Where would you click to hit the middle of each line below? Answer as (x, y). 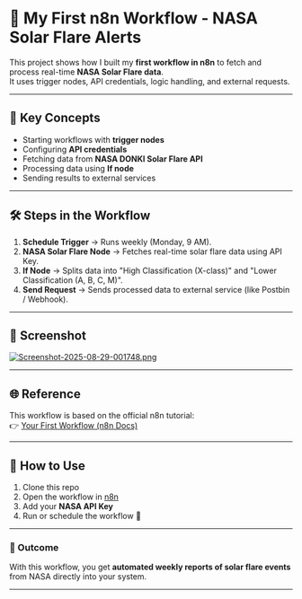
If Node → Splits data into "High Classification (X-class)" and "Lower (149, 270)
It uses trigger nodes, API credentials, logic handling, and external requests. (150, 81)
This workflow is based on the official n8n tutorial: (102, 416)
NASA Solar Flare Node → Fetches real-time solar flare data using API (152, 251)
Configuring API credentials (75, 149)
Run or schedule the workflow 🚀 (82, 516)
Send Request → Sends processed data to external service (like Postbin (156, 289)
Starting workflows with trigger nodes (93, 139)
